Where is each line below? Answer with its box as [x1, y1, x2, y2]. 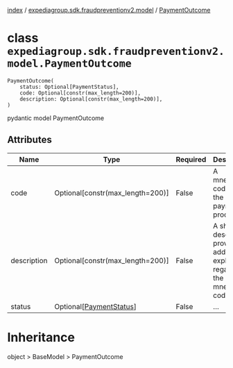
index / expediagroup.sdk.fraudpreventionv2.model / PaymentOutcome [7, 6, 211, 14]
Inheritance [7, 329, 75, 345]
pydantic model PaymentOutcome [7, 114, 105, 122]
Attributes [7, 134, 52, 146]
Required [175, 154, 207, 164]
